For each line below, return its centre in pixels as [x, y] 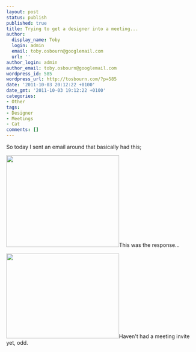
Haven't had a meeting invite [155, 336]
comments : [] [23, 130]
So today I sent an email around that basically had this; [74, 147]
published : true [26, 23]
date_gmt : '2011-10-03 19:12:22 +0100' [56, 91]
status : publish [26, 18]
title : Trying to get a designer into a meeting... [72, 29]
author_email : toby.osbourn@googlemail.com [62, 68]
